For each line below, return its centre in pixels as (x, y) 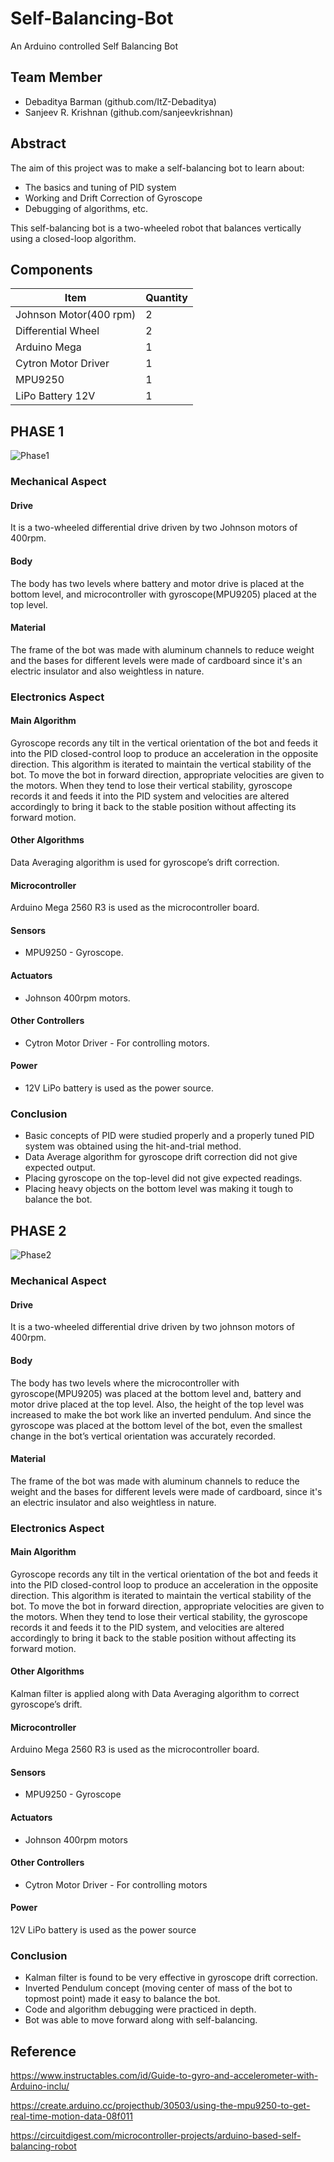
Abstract (38, 143)
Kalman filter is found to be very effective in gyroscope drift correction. (171, 1978)
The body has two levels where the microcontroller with (125, 1383)
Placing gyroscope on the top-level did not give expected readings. (163, 1178)
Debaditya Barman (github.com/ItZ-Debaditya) (120, 101)
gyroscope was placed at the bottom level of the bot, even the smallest (156, 1425)
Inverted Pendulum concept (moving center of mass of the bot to (158, 1988)
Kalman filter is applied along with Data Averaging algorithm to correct (155, 1694)
